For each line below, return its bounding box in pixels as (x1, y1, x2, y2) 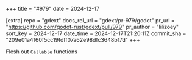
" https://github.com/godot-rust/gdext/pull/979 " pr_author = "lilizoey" (5, 24, 179, 30)
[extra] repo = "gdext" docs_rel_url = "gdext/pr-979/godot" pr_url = (5, 17, 175, 24)
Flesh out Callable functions (5, 48, 77, 55)
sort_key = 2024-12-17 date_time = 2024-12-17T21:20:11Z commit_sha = (5, 30, 187, 37)
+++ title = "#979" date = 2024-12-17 (5, 5, 100, 12)
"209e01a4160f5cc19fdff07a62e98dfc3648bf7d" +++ (5, 36, 141, 43)
